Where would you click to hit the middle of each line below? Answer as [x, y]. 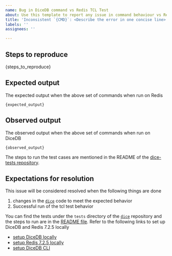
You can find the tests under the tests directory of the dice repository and [84, 216]
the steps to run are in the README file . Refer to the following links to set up [85, 222]
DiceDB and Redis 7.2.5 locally [37, 227]
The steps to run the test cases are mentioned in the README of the [77, 157]
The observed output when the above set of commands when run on [78, 133]
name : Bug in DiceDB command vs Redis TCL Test [57, 10]
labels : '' [17, 24]
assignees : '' [20, 29]
